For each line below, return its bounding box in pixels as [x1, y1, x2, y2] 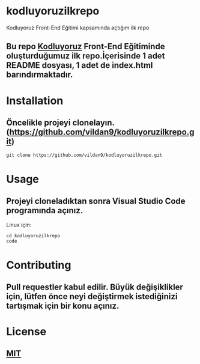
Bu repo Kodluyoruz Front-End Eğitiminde [6, 41, 165, 52]
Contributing [6, 258, 71, 271]
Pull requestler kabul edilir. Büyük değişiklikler [6, 282, 183, 292]
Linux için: [6, 221, 32, 229]
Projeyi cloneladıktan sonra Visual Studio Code [6, 196, 186, 206]
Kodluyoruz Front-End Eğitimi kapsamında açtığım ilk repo [6, 24, 150, 31]
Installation [6, 94, 64, 108]
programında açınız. [6, 205, 83, 216]
